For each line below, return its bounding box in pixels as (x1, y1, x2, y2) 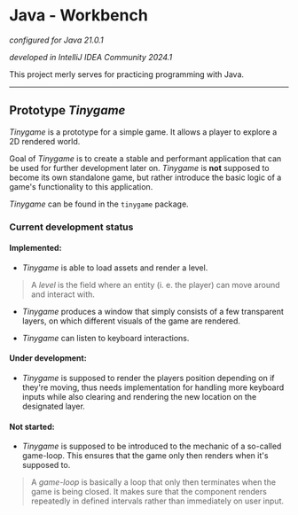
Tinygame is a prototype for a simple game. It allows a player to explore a (9, 126, 278, 137)
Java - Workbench (9, 5, 148, 26)
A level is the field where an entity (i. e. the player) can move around (30, 279, 281, 290)
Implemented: (9, 243, 62, 254)
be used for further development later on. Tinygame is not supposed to (9, 162, 270, 173)
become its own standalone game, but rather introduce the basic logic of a (9, 172, 282, 183)
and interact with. (30, 289, 96, 300)
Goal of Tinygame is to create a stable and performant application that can (9, 152, 282, 164)
